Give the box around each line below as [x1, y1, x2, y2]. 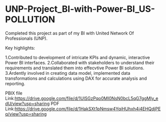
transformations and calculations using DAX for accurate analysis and [5, 75, 147, 81]
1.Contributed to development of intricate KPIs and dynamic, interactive [5, 54, 150, 60]
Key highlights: [5, 45, 36, 51]
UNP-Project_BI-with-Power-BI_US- [5, 3, 155, 15]
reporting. [5, 80, 26, 87]
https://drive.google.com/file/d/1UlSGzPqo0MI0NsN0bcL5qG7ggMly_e [14, 95, 159, 101]
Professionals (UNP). [5, 35, 48, 41]
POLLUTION [5, 14, 55, 25]
